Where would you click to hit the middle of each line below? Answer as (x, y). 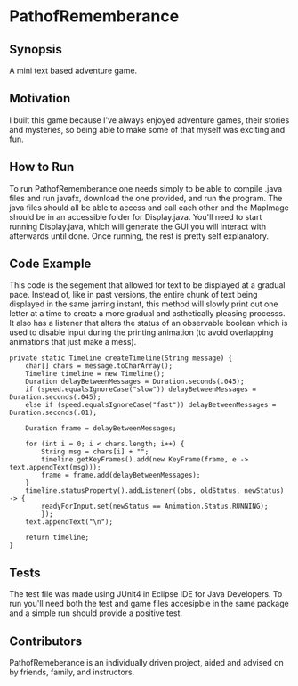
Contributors (46, 641)
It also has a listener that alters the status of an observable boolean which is (149, 323)
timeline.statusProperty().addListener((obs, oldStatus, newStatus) (155, 491)
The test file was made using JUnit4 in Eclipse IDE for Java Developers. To (146, 594)
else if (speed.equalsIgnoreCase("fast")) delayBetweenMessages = (151, 405)
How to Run (42, 167)
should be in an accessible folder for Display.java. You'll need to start (136, 216)
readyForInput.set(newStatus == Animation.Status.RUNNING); (155, 506)
